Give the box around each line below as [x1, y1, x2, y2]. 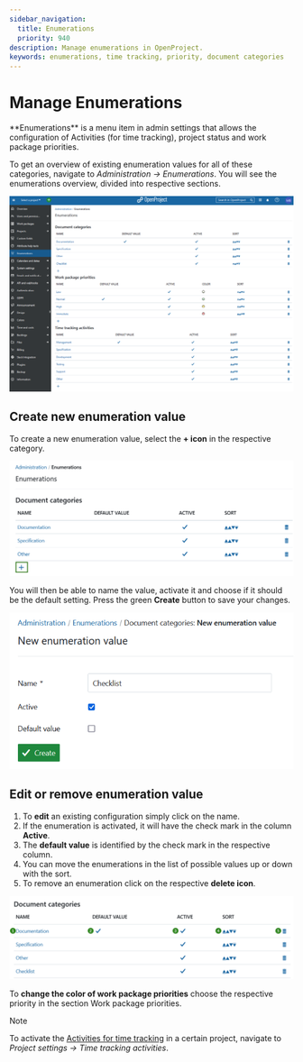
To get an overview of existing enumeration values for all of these [9, 159, 252, 170]
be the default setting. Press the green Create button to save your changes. [9, 595, 291, 606]
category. [9, 443, 45, 453]
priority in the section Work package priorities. [9, 998, 182, 1009]
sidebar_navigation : [9, 14, 87, 23]
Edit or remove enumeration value [9, 787, 204, 802]
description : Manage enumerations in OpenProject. [9, 43, 204, 52]
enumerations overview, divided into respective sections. [9, 179, 221, 189]
